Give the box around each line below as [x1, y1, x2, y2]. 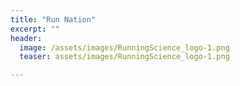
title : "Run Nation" [10, 14, 97, 25]
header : [10, 33, 43, 43]
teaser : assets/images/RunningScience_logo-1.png [19, 52, 230, 62]
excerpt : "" [10, 24, 60, 34]
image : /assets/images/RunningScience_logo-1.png [19, 42, 230, 53]
